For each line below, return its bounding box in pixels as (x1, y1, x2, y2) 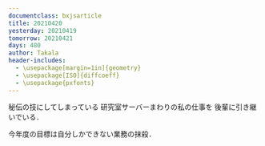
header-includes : (8, 57, 66, 65)
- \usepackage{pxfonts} (15, 79, 94, 87)
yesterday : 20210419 (8, 26, 78, 34)
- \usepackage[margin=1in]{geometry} (15, 64, 142, 72)
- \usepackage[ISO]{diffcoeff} (15, 71, 120, 79)
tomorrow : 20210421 (8, 34, 74, 43)
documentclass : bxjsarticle (8, 11, 102, 20)
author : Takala (8, 49, 59, 57)
